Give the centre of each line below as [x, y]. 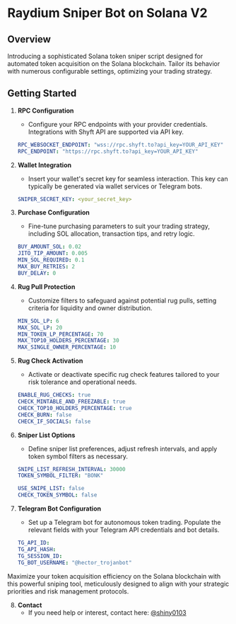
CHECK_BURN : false [45, 415]
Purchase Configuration [54, 212]
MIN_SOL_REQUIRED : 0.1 [51, 260]
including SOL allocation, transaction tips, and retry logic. [112, 234]
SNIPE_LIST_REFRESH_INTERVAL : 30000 [71, 469]
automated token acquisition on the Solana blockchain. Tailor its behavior [114, 64]
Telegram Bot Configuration [59, 509]
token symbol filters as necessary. [78, 456]
